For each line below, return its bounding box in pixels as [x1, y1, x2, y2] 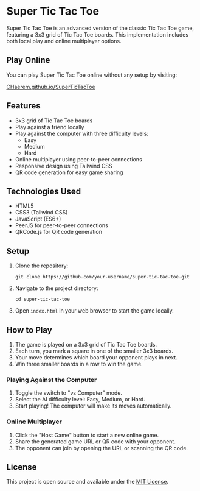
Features [6, 101, 41, 111]
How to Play [6, 325, 53, 335]
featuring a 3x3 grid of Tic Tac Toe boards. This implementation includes [6, 30, 189, 38]
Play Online [6, 55, 50, 65]
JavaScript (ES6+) [15, 215, 61, 223]
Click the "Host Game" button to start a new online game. [15, 431, 159, 439]
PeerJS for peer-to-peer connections [15, 222, 108, 229]
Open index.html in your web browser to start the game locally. [15, 307, 174, 314]
